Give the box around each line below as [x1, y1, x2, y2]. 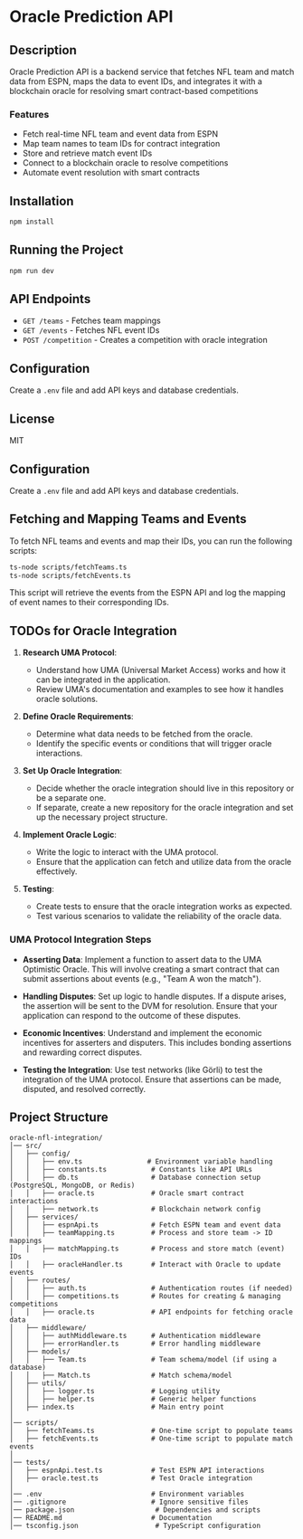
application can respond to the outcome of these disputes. [22, 1010, 241, 1021]
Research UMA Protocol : [22, 647, 118, 658]
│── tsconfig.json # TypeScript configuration [9, 1522, 260, 1531]
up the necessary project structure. [35, 812, 168, 822]
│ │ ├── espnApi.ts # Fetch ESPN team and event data [9, 1221, 281, 1230]
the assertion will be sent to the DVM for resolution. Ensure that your [22, 1000, 278, 1011]
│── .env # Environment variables [9, 1490, 245, 1499]
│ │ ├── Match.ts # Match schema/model [9, 1371, 232, 1381]
